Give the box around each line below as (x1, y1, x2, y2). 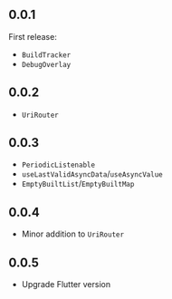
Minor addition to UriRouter (21, 228, 124, 239)
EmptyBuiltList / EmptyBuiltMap (21, 178, 135, 189)
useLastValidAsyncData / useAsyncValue (21, 169, 164, 179)
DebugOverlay (21, 60, 72, 69)
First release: (8, 31, 58, 42)
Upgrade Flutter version (21, 279, 110, 290)
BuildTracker (21, 50, 72, 60)
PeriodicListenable (21, 160, 96, 170)
